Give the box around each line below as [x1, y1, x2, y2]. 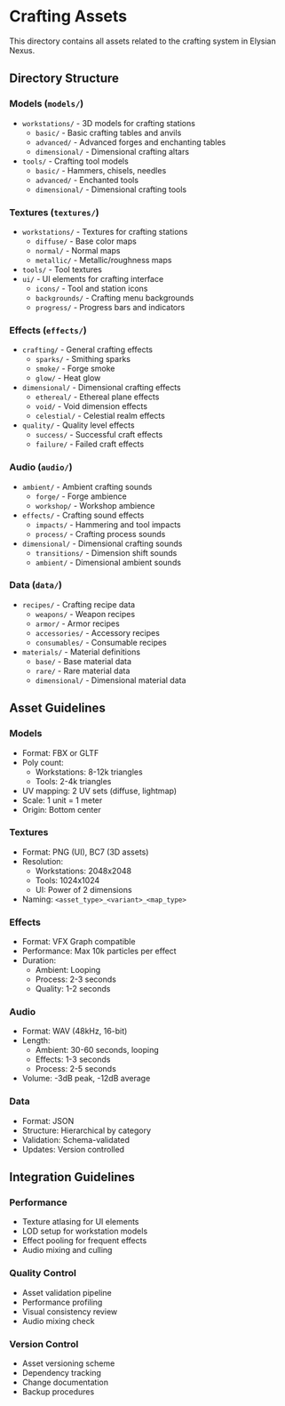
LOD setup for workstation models [21, 1225, 148, 1237]
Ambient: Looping [35, 965, 100, 976]
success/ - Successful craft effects [35, 430, 163, 440]
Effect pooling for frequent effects [21, 1235, 147, 1246]
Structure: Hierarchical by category [21, 1125, 152, 1136]
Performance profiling [21, 1297, 103, 1307]
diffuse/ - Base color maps [35, 236, 138, 246]
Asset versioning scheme [21, 1358, 115, 1369]
